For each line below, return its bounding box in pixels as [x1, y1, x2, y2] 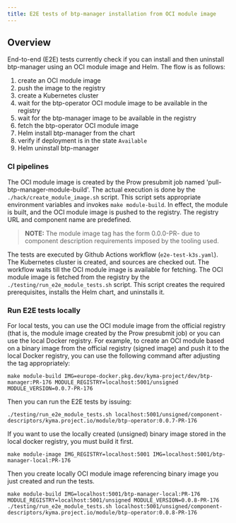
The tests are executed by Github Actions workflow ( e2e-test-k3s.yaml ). [7, 250, 218, 259]
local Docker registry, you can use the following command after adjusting [7, 351, 220, 360]
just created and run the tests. [7, 477, 95, 486]
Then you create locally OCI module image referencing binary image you [7, 469, 219, 478]
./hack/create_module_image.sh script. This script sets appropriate [7, 192, 201, 201]
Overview [7, 37, 52, 49]
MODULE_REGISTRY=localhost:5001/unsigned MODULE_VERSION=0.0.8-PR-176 [7, 497, 220, 504]
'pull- [206, 177, 222, 186]
